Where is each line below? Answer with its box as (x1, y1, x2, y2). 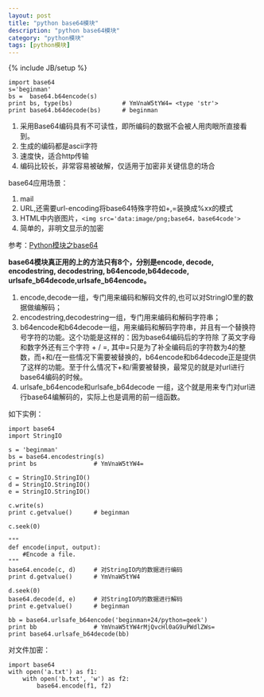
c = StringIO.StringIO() (8, 474, 91, 482)
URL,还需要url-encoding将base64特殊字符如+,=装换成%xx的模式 (19, 204, 233, 213)
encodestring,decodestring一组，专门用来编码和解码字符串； (19, 312, 221, 323)
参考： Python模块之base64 (8, 241, 99, 250)
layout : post (8, 11, 52, 20)
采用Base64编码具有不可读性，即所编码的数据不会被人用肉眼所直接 (19, 121, 241, 131)
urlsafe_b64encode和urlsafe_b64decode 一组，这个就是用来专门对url (19, 382, 249, 392)
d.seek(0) (8, 587, 41, 595)
